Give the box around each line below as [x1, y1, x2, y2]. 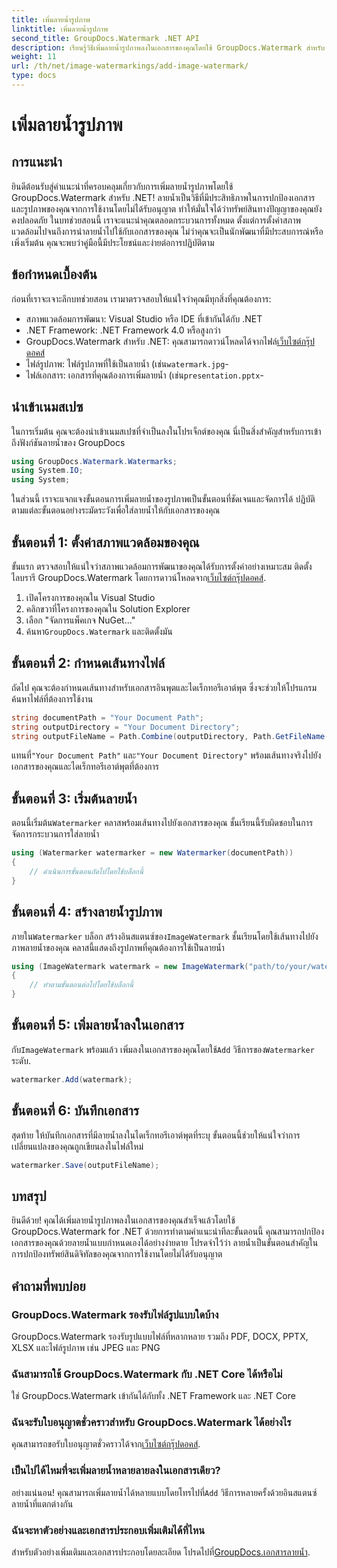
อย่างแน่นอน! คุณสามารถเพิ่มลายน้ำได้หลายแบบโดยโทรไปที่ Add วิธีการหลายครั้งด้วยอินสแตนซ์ [11, 1486, 318, 1498]
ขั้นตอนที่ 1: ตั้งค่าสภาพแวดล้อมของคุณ [11, 534, 200, 551]
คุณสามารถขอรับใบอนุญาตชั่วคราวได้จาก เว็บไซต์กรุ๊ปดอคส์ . [11, 1438, 201, 1450]
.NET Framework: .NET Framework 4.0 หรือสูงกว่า [25, 324, 221, 336]
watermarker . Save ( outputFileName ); [11, 1160, 160, 1170]
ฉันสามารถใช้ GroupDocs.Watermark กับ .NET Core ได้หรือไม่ [11, 1367, 283, 1381]
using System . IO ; [11, 466, 84, 476]
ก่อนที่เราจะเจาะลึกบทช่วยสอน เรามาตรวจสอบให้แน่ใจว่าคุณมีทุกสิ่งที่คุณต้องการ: [11, 292, 272, 305]
